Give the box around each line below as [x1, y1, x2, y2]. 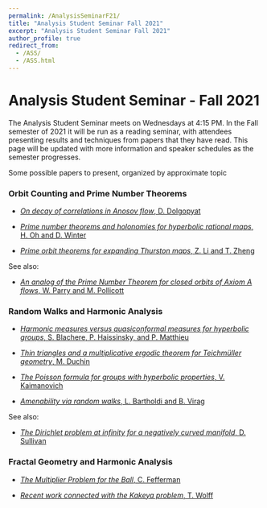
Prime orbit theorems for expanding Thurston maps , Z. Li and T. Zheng [19, 246, 255, 256]
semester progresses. [8, 152, 81, 162]
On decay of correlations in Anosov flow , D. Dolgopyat [19, 206, 201, 216]
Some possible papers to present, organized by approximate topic [8, 167, 228, 177]
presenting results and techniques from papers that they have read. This [8, 134, 249, 145]
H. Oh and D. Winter [19, 230, 87, 240]
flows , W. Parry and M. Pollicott [19, 286, 125, 295]
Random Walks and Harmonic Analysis [8, 306, 163, 317]
